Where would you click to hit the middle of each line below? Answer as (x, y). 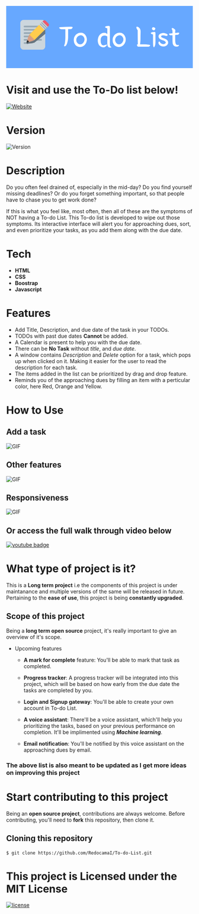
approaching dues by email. (57, 750)
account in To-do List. (50, 708)
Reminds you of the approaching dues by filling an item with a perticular (102, 380)
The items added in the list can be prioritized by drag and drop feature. (101, 374)
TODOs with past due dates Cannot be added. (71, 336)
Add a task (26, 432)
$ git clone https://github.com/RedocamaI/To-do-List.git (79, 853)
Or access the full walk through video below (89, 530)
